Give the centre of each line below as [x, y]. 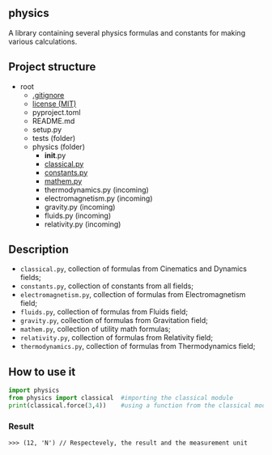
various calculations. [43, 41]
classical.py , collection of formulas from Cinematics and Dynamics [133, 269]
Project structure [52, 67]
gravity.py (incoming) [80, 206]
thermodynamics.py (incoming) [97, 189]
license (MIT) [54, 104]
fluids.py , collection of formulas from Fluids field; [104, 312]
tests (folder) [54, 138]
